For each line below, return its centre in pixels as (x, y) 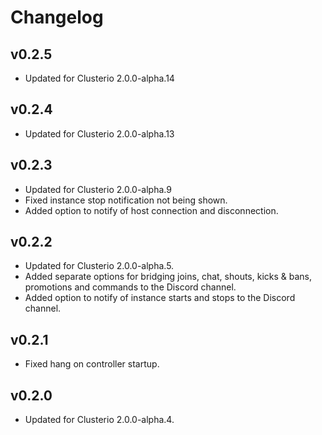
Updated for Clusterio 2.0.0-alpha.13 (99, 133)
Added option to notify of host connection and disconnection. (151, 210)
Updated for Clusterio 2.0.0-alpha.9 (98, 189)
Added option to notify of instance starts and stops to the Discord (160, 298)
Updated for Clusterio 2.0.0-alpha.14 (99, 78)
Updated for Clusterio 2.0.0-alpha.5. (99, 266)
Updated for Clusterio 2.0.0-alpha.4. (99, 420)
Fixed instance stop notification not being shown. (126, 200)
